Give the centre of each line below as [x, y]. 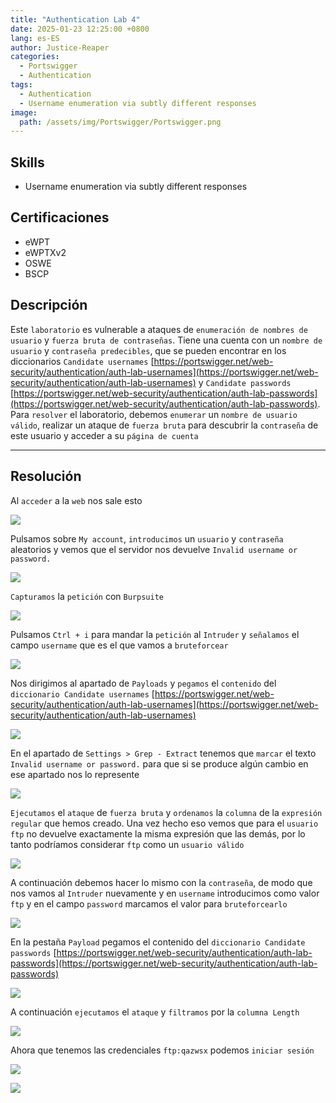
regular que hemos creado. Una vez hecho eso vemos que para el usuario [164, 823]
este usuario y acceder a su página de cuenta [104, 435]
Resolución [46, 476]
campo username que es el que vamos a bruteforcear [119, 645]
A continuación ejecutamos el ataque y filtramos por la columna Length [155, 1012]
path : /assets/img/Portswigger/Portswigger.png [120, 122]
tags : [21, 85]
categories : [35, 57]
